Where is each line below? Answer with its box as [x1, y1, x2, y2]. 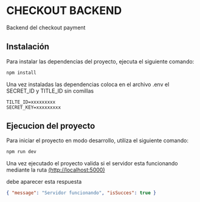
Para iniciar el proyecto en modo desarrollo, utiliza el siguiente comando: [6, 137, 188, 144]
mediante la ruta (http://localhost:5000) [6, 166, 105, 174]
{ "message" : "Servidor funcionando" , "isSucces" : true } [6, 190, 156, 196]
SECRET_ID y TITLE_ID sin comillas [6, 87, 94, 95]
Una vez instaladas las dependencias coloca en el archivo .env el [6, 81, 170, 88]
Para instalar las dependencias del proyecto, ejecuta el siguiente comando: [6, 57, 195, 65]
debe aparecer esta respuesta [6, 178, 82, 186]
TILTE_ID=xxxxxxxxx [6, 99, 56, 105]
